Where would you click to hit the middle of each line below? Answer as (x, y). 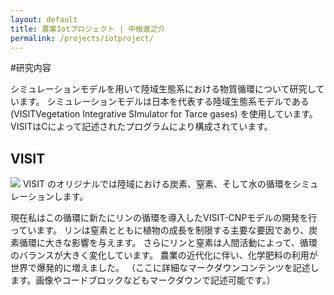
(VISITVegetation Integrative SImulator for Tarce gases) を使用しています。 (164, 114)
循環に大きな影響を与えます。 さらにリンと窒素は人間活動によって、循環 (168, 243)
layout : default (44, 19)
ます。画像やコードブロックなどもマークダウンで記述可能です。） (143, 280)
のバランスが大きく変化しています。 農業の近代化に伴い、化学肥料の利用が (164, 255)
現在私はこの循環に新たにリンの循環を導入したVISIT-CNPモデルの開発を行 (164, 218)
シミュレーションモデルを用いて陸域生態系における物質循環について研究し (163, 89)
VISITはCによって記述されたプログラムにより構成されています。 (141, 127)
